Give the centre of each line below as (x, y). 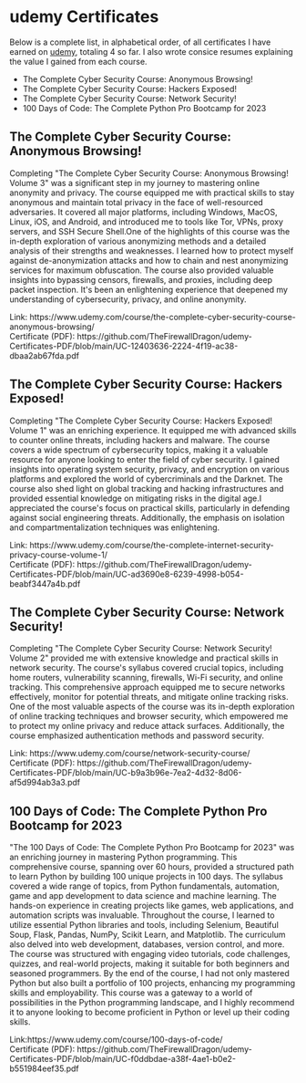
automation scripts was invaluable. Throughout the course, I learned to (142, 915)
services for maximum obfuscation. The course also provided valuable (142, 270)
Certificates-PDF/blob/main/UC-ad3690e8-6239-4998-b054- (127, 574)
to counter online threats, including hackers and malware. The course (140, 440)
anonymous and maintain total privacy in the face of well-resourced (137, 202)
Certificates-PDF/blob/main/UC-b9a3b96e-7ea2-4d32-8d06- (126, 773)
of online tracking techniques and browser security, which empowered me (149, 716)
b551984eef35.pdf (44, 1068)
